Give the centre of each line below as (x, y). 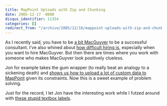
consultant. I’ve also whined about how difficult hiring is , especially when (80, 48)
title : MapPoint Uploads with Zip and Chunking (55, 10)
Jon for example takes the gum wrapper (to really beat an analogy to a (77, 68)
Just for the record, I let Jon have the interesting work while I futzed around (83, 93)
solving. (13, 83)
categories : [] (21, 24)
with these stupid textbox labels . (38, 98)
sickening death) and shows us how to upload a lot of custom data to (76, 73)
